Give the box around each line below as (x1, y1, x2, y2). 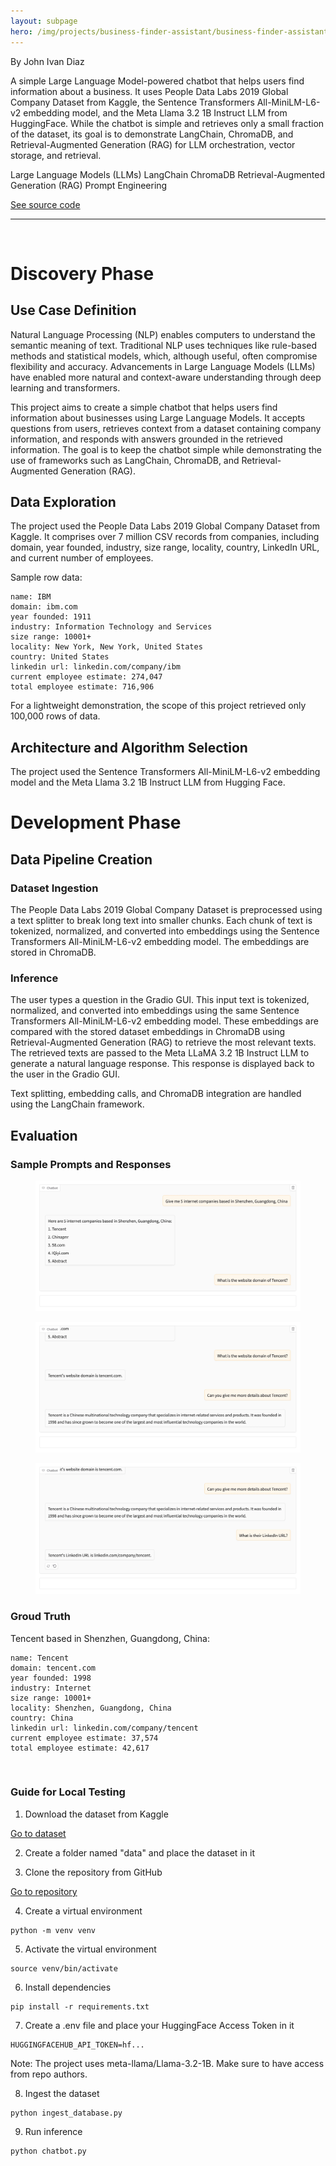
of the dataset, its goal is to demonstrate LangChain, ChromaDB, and (10, 128, 294, 140)
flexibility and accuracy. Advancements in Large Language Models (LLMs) (10, 360, 316, 372)
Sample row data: (10, 571, 83, 584)
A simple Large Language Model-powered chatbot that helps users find (10, 75, 305, 87)
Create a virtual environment (24, 1905, 143, 1917)
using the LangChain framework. (10, 1098, 145, 1110)
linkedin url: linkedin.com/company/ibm (10, 662, 182, 672)
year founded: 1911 (10, 612, 92, 622)
